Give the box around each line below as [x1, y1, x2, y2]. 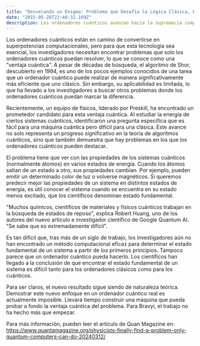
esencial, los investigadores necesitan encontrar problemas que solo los [6, 49, 183, 56]
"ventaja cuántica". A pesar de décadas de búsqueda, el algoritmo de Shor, [6, 61, 190, 68]
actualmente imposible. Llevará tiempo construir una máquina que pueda [6, 296, 185, 304]
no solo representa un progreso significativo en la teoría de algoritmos [6, 130, 179, 137]
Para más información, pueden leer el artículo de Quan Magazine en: [6, 320, 175, 328]
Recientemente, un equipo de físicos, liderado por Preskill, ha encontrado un [6, 105, 194, 112]
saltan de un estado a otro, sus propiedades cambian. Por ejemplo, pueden [6, 167, 190, 174]
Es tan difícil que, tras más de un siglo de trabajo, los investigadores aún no [6, 234, 192, 241]
